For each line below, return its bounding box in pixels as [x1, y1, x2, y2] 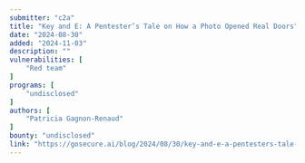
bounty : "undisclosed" [9, 131, 95, 140]
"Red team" [25, 64, 67, 73]
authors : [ [9, 106, 51, 115]
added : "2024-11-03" [9, 38, 88, 48]
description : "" [9, 47, 71, 56]
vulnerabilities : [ [9, 55, 84, 64]
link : [9, 139, 30, 149]
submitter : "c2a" [9, 13, 75, 23]
